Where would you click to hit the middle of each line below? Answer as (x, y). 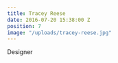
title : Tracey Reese (37, 13)
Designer (20, 52)
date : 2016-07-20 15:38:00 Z (49, 20)
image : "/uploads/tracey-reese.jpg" (59, 33)
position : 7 (24, 26)
